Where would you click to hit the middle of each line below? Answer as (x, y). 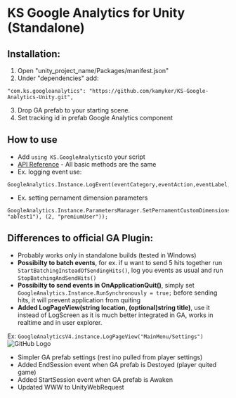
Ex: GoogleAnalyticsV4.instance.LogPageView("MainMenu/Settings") (105, 336)
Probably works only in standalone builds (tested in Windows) (107, 255)
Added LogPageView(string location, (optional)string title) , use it (114, 307)
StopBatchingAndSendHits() (57, 278)
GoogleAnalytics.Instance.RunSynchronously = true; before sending (117, 293)
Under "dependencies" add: (58, 78)
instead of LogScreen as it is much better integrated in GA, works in (115, 315)
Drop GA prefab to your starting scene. (74, 110)
